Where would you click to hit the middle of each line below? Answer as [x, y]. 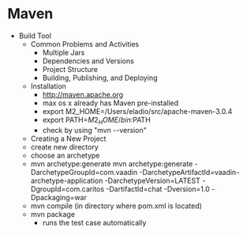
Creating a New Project [68, 138]
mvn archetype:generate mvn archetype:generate [112, 164]
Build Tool [35, 36]
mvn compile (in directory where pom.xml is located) [116, 206]
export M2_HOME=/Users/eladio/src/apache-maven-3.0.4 [137, 111]
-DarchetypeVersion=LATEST [152, 180]
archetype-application [67, 180]
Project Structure [70, 69]
